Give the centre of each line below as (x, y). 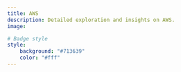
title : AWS (23, 13)
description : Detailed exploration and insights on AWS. (91, 20)
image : (17, 26)
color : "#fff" (40, 58)
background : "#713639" (52, 51)
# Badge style (28, 38)
